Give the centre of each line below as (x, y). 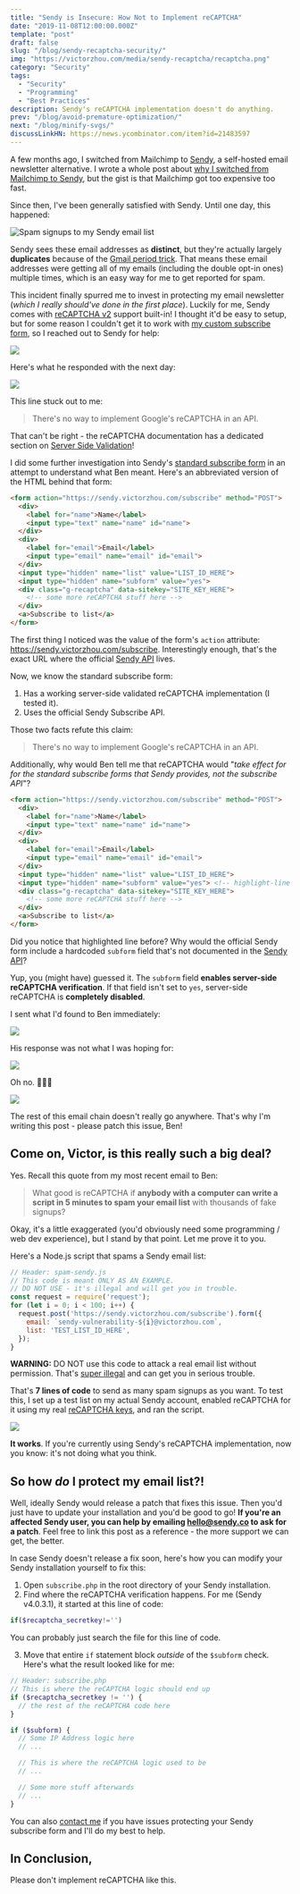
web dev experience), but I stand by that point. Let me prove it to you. (138, 1238)
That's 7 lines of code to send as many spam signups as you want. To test (147, 1391)
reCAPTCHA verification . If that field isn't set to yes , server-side (129, 987)
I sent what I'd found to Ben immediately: (85, 1014)
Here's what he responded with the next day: (93, 366)
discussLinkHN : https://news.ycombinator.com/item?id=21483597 (130, 134)
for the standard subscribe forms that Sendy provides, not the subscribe (144, 773)
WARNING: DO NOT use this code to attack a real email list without (133, 1364)
